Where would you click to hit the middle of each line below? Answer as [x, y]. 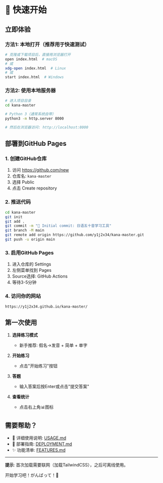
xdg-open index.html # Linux [36, 68]
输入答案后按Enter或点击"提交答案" [54, 387]
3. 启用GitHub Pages [30, 252]
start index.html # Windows [34, 77]
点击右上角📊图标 [36, 407]
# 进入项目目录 [18, 101]
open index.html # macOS [31, 59]
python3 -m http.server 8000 [34, 119]
